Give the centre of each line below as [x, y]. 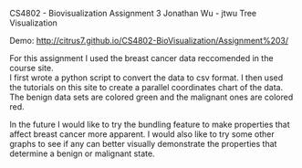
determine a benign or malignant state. [82, 153]
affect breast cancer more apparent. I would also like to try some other [142, 134]
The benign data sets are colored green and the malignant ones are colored [151, 97]
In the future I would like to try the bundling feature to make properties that [150, 124]
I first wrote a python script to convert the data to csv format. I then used [146, 78]
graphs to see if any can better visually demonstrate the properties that [143, 144]
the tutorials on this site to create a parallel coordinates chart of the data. [146, 87]
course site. [31, 68]
